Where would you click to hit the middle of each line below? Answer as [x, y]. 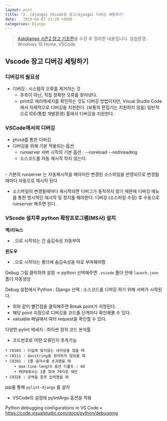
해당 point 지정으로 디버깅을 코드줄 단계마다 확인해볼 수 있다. [71, 312]
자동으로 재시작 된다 [38, 181]
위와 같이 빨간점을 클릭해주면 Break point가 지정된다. [64, 306]
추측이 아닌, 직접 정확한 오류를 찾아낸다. [58, 95]
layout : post [19, 10]
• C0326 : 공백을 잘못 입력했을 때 [37, 377]
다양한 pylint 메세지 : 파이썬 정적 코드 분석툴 [48, 329]
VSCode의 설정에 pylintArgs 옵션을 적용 [52, 397]
